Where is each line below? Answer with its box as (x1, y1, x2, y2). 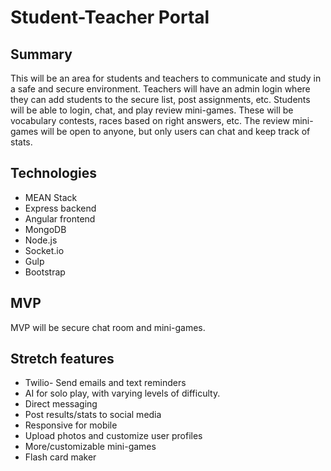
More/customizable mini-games (24, 441, 157, 453)
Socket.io (24, 244, 65, 256)
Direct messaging (24, 398, 98, 410)
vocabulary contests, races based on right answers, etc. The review (10, 115, 290, 126)
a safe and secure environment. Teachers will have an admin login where (10, 83, 311, 95)
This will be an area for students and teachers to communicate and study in (10, 72, 322, 84)
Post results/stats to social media (24, 409, 162, 421)
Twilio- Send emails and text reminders (24, 377, 187, 389)
